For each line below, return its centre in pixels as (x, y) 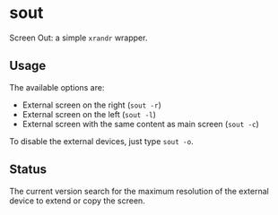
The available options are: (57, 87)
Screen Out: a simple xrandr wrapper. (78, 38)
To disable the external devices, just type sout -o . (102, 141)
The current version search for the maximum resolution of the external (139, 191)
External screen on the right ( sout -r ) (91, 105)
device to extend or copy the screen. (77, 201)
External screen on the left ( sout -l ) (89, 114)
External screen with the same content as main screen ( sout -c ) (141, 124)
